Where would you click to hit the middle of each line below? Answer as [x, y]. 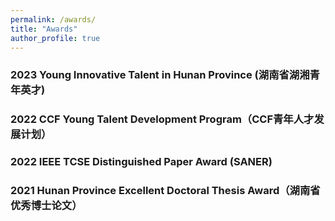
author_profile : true [55, 38]
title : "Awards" [44, 29]
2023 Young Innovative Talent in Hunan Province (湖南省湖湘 [160, 75]
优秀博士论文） [46, 206]
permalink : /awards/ [53, 19]
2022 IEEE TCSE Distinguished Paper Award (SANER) [141, 162]
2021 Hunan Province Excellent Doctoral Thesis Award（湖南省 [165, 191]
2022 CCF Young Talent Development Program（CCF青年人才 [162, 119]
